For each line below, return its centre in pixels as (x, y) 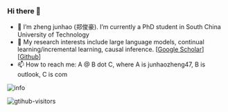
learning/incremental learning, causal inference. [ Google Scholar (109, 49)
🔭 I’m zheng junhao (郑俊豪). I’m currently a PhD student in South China (119, 27)
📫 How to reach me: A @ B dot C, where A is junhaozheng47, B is (111, 64)
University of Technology (53, 35)
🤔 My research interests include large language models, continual (111, 42)
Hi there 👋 (24, 11)
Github (29, 57)
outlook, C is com (42, 75)
